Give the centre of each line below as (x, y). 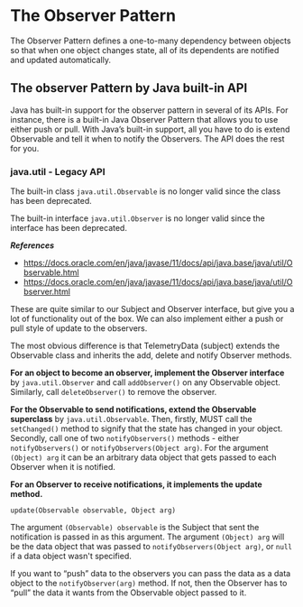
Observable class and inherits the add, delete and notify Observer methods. (151, 355)
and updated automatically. (61, 60)
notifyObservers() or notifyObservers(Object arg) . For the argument (139, 448)
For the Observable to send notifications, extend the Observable (133, 409)
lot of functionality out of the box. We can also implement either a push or (147, 319)
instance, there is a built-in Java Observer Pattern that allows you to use (144, 119)
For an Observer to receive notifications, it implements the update (136, 484)
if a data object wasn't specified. (71, 556)
